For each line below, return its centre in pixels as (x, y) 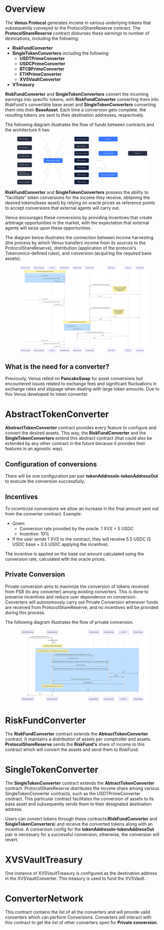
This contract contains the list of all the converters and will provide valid (78, 912)
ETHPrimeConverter (41, 74)
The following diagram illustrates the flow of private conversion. (69, 622)
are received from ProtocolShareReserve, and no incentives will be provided (82, 607)
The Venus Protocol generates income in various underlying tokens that (78, 23)
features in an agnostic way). (34, 449)
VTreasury (23, 84)
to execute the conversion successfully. (45, 481)
